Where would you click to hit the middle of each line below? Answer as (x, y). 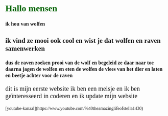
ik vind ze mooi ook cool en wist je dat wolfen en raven (83, 40)
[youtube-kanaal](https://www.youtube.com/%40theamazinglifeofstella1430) (74, 109)
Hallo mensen (31, 8)
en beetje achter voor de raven (39, 76)
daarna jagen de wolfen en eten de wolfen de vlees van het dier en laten (84, 69)
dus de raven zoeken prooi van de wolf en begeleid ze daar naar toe (80, 63)
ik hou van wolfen (25, 24)
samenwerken (25, 48)
